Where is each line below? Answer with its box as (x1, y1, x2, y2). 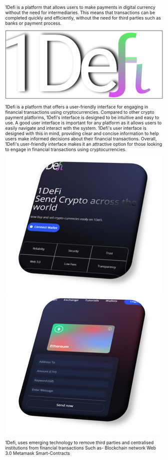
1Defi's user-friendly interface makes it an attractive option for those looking (5, 141, 162, 147)
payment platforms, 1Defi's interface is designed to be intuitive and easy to (5, 114, 159, 120)
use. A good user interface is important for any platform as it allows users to (5, 120, 162, 126)
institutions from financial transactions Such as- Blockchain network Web (5, 445, 156, 451)
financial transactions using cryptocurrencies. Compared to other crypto (5, 109, 154, 115)
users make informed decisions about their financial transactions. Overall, (5, 135, 157, 142)
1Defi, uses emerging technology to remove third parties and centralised (5, 439, 154, 445)
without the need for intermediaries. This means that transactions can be (5, 10, 155, 16)
